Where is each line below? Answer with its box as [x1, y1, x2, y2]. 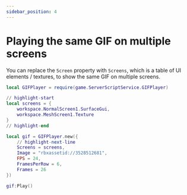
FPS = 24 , [17, 156, 42, 162]
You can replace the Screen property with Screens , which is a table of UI [6, 67, 181, 74]
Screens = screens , [17, 144, 65, 150]
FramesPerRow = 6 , [17, 161, 62, 167]
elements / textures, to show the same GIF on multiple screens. [6, 73, 160, 80]
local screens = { [6, 100, 52, 107]
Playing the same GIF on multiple [6, 34, 171, 48]
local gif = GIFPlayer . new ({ [6, 133, 78, 140]
